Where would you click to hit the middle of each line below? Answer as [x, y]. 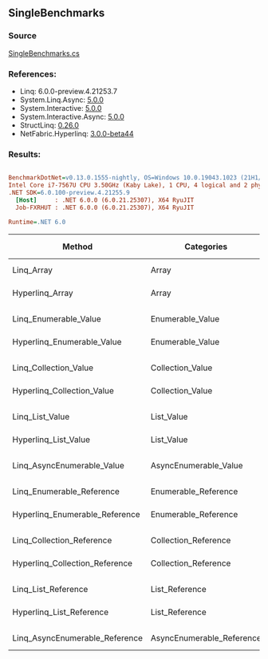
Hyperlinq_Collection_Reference [73, 563]
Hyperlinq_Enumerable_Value [67, 341]
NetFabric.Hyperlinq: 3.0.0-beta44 [77, 133]
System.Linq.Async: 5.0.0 [61, 100]
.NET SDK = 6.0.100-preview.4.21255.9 [69, 193]
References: [33, 73]
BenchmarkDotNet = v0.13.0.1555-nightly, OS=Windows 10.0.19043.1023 [123, 178]
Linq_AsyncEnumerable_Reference [78, 637]
